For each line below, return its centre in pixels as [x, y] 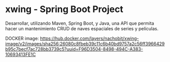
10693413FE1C [21, 54]
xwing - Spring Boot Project [64, 9]
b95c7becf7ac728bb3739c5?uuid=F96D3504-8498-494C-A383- [74, 49]
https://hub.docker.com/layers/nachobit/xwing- [90, 38]
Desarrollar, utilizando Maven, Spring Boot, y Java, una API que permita [80, 23]
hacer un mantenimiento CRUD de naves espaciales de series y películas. [82, 28]
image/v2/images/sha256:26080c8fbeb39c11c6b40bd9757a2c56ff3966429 [85, 43]
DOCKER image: [22, 38]
